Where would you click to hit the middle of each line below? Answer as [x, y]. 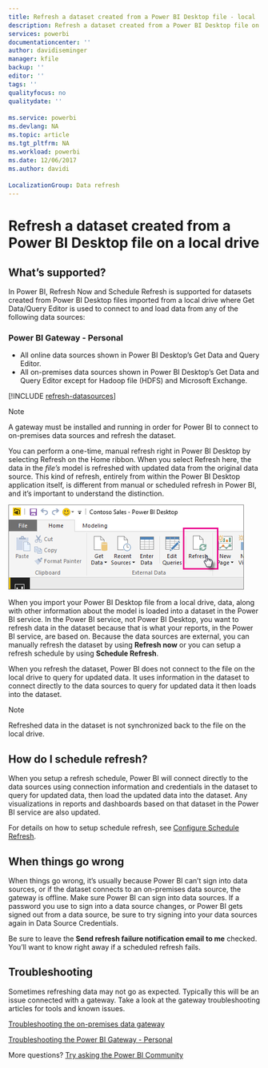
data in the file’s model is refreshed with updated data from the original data [133, 468]
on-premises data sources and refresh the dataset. [92, 436]
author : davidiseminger [48, 51]
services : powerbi [39, 34]
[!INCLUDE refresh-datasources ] [62, 397]
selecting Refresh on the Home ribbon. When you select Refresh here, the [130, 460]
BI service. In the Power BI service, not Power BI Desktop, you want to [124, 620]
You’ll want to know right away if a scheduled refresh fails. [105, 947]
